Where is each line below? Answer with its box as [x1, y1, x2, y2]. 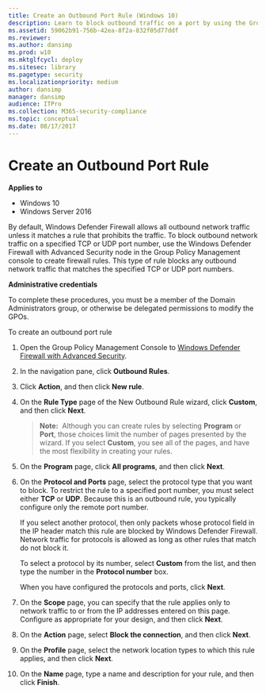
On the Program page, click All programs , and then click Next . [19, 461, 226, 471]
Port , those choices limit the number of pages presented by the [39, 429, 247, 439]
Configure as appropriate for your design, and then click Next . [19, 614, 223, 624]
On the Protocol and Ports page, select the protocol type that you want [19, 477, 253, 487]
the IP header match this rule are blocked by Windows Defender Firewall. [19, 526, 258, 536]
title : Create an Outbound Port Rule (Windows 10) [8, 11, 179, 20]
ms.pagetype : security [8, 71, 83, 79]
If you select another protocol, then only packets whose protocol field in [19, 518, 255, 527]
